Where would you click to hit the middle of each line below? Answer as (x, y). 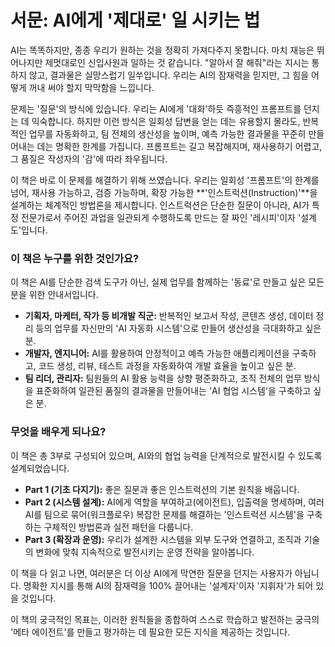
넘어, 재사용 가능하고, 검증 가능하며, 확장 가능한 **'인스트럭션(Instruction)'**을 (164, 192)
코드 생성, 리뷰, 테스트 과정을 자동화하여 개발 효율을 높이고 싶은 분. (167, 366)
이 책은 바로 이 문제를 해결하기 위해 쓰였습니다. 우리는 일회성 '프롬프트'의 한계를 (165, 180)
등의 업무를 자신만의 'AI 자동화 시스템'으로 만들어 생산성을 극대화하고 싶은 (178, 328)
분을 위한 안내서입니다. (54, 295)
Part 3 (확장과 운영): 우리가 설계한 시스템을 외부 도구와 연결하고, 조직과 (163, 539)
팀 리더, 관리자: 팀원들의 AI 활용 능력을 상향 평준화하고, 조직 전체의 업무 (163, 378)
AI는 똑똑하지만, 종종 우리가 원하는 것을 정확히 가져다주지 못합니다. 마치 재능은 (162, 50)
